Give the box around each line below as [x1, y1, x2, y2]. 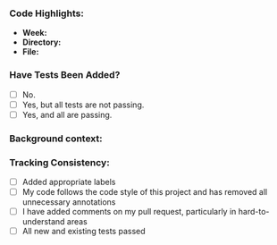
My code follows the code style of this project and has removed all [21, 187, 268, 198]
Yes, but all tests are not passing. [21, 99, 145, 110]
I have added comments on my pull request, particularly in [21, 207, 237, 217]
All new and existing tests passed [21, 226, 146, 237]
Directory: [21, 37, 62, 47]
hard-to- [238, 207, 270, 217]
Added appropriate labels [21, 177, 116, 187]
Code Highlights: [9, 7, 85, 20]
